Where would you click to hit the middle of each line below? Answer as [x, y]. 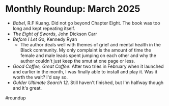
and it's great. [27, 88]
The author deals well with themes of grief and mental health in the [91, 44]
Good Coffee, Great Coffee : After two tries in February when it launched [88, 66]
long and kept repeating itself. [44, 28]
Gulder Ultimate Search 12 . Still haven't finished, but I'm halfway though [88, 83]
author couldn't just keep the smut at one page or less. [78, 61]
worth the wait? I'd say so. [40, 77]
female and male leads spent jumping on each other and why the [88, 55]
